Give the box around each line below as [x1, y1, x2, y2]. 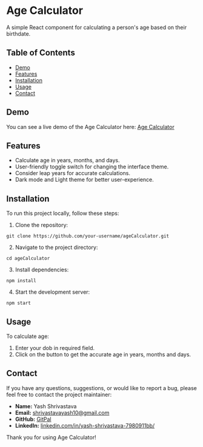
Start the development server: [15, 288, 90, 296]
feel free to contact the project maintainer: [6, 391, 112, 398]
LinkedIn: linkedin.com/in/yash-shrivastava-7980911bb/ [15, 422, 155, 429]
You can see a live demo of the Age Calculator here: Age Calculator [6, 123, 175, 130]
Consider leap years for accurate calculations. [15, 170, 130, 177]
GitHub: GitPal [15, 416, 52, 423]
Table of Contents [6, 48, 76, 58]
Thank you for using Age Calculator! [6, 434, 96, 441]
